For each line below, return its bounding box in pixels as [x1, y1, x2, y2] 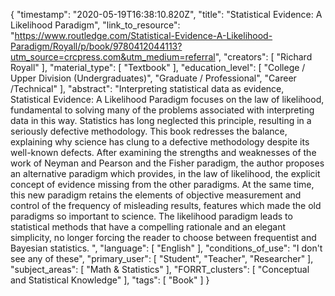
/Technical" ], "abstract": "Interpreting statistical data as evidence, [10, 83, 285, 94]
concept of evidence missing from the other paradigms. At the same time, [10, 179, 315, 190]
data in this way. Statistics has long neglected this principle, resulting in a [10, 115, 312, 126]
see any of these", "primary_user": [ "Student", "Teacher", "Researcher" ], [10, 253, 314, 264]
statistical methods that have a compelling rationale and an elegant [10, 221, 287, 233]
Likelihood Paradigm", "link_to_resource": [10, 19, 181, 31]
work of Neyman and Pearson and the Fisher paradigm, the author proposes [10, 157, 325, 169]
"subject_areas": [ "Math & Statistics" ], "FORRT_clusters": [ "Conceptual [10, 264, 310, 275]
